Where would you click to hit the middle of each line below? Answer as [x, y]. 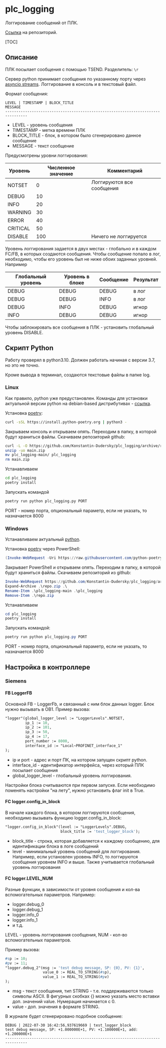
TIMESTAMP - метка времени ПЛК [49, 130]
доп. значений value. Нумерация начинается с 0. [64, 1002]
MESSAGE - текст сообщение [43, 146]
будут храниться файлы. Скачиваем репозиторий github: [65, 437]
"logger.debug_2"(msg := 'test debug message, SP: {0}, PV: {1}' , [75, 968]
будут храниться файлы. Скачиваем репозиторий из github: [68, 573]
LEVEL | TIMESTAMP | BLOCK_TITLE [40, 103]
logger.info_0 [25, 915]
